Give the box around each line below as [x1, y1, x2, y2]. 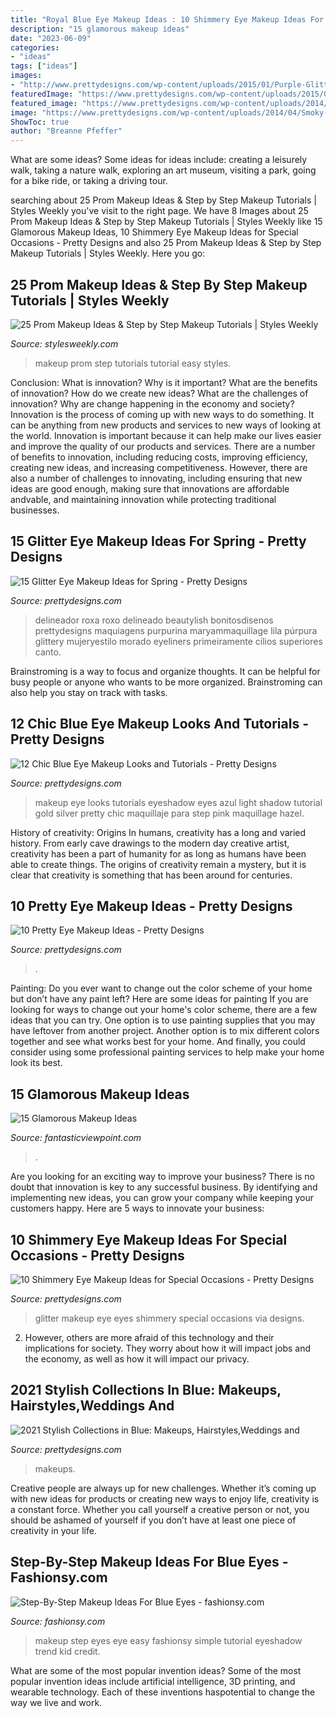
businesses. [10, 504, 60, 516]
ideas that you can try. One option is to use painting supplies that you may [10, 1014, 316, 1026]
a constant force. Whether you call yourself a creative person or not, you [10, 1503, 310, 1515]
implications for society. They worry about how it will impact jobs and [24, 1342, 311, 1354]
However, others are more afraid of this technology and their [24, 1332, 275, 1343]
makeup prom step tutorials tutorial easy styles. [34, 357, 232, 369]
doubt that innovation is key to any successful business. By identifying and [10, 1181, 318, 1193]
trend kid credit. [34, 1645, 101, 1657]
